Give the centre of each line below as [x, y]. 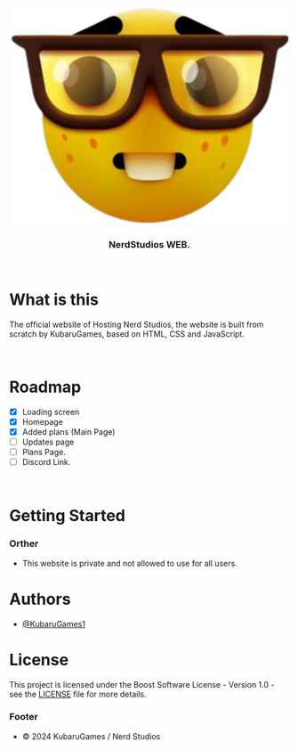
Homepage [43, 421]
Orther [24, 543]
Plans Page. [44, 452]
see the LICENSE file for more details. [78, 694]
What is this [54, 300]
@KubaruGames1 [54, 624]
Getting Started [68, 516]
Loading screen [51, 412]
